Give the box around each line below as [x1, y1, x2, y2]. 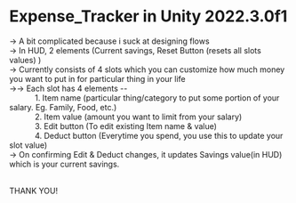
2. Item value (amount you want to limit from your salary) [34, 111, 243, 122]
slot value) [9, 140, 48, 150]
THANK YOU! [9, 185, 59, 196]
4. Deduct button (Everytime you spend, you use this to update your [34, 130, 284, 141]
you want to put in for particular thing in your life [9, 73, 187, 84]
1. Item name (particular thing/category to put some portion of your [34, 92, 280, 103]
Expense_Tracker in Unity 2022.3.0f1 [9, 6, 288, 27]
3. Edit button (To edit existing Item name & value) [34, 120, 218, 131]
